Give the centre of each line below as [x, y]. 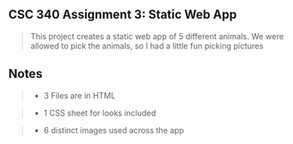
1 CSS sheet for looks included [100, 113]
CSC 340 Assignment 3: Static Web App [123, 15]
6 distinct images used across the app [114, 130]
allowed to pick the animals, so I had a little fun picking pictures [147, 46]
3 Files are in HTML [80, 95]
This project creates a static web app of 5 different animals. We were [157, 36]
